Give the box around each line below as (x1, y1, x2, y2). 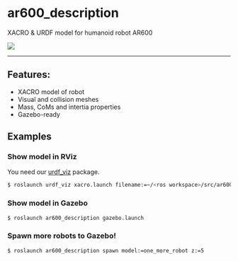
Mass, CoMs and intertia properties (17, 103, 121, 111)
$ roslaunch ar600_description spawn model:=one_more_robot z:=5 (7, 247, 204, 254)
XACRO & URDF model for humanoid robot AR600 (7, 28, 153, 37)
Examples (7, 131, 52, 143)
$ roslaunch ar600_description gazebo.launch (7, 214, 144, 221)
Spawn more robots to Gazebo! (7, 231, 117, 241)
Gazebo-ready (17, 110, 60, 118)
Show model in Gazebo (7, 198, 89, 208)
